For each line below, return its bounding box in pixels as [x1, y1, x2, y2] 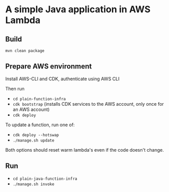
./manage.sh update [12, 138, 55, 143]
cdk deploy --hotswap [12, 132, 59, 137]
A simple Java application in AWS [5, 4, 151, 15]
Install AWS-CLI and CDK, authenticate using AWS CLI [5, 76, 120, 82]
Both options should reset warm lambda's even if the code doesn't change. [5, 147, 164, 153]
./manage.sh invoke [12, 181, 55, 187]
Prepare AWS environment [5, 62, 92, 71]
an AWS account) [12, 106, 50, 112]
